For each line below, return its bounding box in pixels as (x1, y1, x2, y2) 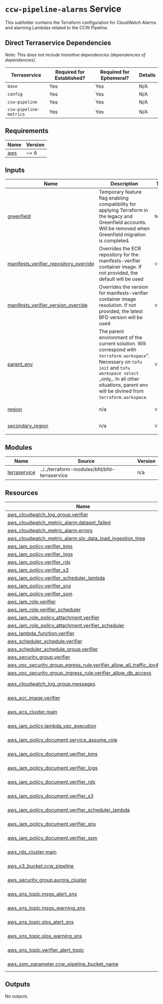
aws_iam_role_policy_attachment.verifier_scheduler (7, 622, 125, 629)
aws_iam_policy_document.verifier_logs (7, 765, 98, 771)
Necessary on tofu (98, 359, 142, 365)
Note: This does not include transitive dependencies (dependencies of (5, 52, 146, 57)
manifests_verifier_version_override (7, 302, 88, 309)
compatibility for (98, 201, 136, 208)
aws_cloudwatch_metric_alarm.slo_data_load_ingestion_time (7, 535, 146, 542)
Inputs (5, 166, 25, 174)
